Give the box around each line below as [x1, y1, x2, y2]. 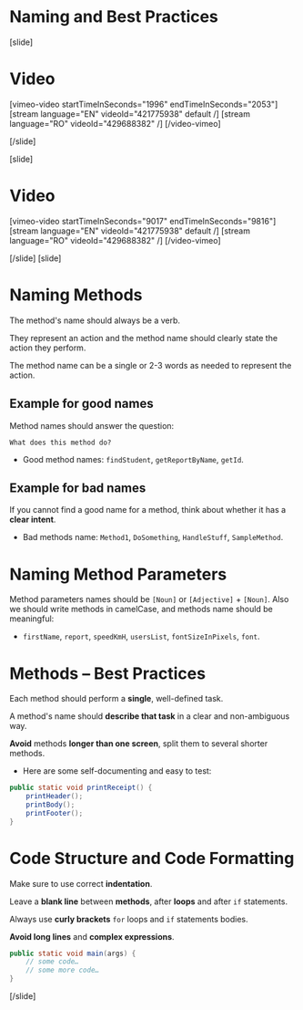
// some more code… [25, 965, 100, 975]
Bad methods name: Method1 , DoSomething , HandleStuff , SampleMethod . [22, 532, 284, 543]
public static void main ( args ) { [9, 949, 136, 958]
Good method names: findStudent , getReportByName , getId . [22, 453, 244, 464]
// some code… [25, 957, 79, 966]
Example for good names [9, 396, 154, 411]
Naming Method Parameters [9, 564, 227, 585]
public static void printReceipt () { [9, 783, 153, 793]
